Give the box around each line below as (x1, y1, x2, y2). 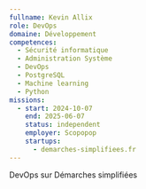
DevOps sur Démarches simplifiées (9, 169, 138, 180)
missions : (9, 95, 46, 105)
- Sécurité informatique (17, 46, 109, 55)
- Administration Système (17, 54, 113, 63)
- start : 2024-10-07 (17, 104, 93, 113)
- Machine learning (17, 79, 89, 88)
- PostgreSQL (17, 71, 65, 80)
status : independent (25, 121, 101, 130)
